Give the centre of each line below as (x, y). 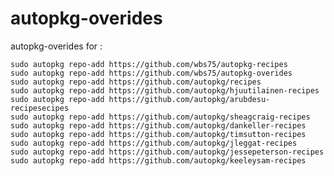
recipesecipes (40, 108)
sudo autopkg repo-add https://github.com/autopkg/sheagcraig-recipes (160, 117)
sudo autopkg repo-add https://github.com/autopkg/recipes (136, 82)
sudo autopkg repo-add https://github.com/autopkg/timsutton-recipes (158, 134)
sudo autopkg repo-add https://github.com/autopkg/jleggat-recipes (154, 143)
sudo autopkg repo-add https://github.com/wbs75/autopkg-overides (151, 73)
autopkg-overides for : (56, 46)
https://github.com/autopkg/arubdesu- (189, 99)
